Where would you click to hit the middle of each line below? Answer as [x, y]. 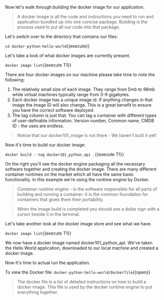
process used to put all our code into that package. [69, 27]
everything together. [38, 292]
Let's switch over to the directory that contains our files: [62, 37]
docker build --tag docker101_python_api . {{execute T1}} [65, 154]
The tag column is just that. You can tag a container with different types [84, 115]
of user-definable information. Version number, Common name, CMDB [83, 121]
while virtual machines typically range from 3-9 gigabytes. [71, 95]
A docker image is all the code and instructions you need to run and [85, 16]
